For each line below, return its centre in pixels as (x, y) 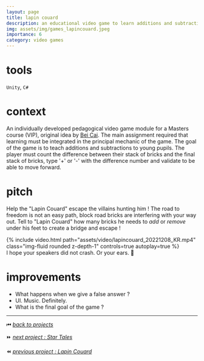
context (26, 112)
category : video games (35, 40)
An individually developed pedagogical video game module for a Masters (98, 128)
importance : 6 (24, 35)
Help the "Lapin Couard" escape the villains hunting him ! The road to (93, 208)
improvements (44, 277)
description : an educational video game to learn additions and (89, 23)
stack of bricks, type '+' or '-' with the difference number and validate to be (101, 160)
